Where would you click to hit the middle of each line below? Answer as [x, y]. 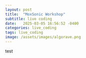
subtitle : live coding [29, 19]
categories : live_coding [31, 28]
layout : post [19, 10]
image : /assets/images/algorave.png [43, 37]
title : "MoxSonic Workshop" [35, 14]
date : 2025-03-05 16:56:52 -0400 [42, 23]
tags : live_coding [24, 32]
